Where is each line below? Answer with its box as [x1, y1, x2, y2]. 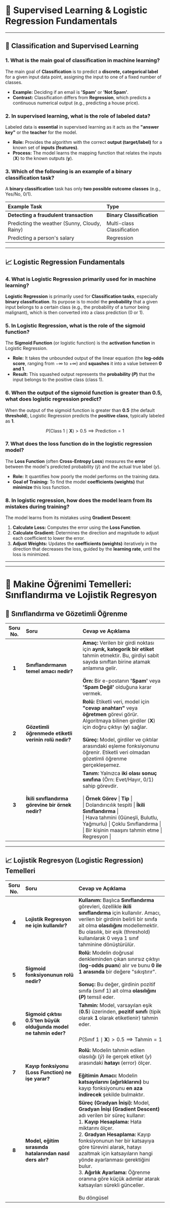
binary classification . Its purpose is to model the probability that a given [5, 298, 158, 304]
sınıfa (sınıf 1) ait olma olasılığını [78, 987, 156, 994]
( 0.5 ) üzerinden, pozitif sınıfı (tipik [78, 1008, 161, 1015]
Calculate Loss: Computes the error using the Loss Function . [12, 524, 142, 531]
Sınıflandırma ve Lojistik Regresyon [5, 590, 157, 601]
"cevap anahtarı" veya [82, 705, 138, 712]
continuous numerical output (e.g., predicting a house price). [12, 100, 140, 106]
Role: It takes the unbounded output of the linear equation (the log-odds [12, 355, 164, 361]
